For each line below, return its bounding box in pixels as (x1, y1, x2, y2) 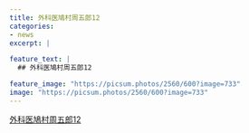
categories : (9, 22, 54, 31)
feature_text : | (9, 55, 71, 64)
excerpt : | (9, 38, 51, 48)
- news (9, 30, 34, 39)
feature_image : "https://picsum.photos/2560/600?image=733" (9, 80, 242, 89)
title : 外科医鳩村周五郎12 (9, 13, 101, 23)
